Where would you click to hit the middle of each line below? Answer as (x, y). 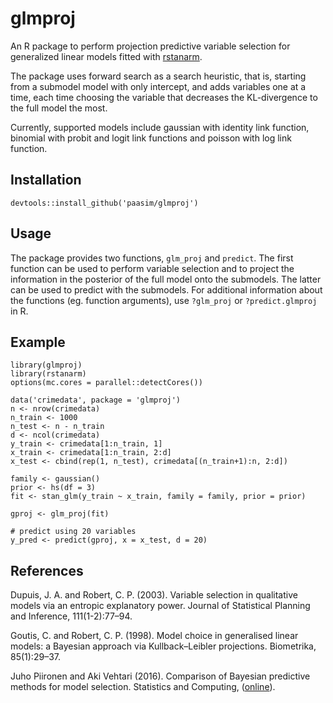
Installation (46, 180)
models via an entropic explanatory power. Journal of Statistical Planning (160, 606)
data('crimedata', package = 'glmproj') (96, 400)
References (47, 570)
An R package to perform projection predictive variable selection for (150, 46)
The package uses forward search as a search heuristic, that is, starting (158, 76)
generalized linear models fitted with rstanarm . (106, 56)
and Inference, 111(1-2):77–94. (71, 616)
